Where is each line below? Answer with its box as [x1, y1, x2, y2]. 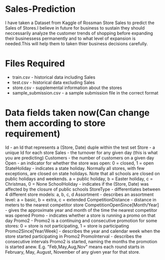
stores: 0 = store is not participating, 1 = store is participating [5, 223, 129, 228]
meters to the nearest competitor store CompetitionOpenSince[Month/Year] [5, 202, 159, 208]
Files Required [5, 58, 65, 69]
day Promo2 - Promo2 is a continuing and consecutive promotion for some [5, 218, 157, 224]
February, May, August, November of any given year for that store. [5, 249, 140, 255]
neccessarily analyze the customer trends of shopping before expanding [5, 30, 153, 36]
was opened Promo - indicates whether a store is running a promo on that [5, 212, 156, 218]
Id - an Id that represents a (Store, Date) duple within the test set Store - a [5, 144, 156, 150]
